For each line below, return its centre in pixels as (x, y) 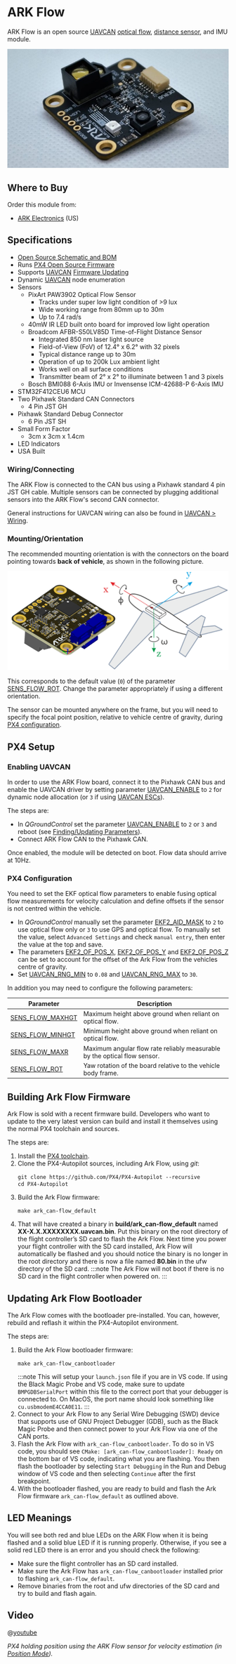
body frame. (101, 1073)
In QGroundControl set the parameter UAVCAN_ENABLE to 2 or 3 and (117, 824)
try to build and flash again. (57, 1593)
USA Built (31, 451)
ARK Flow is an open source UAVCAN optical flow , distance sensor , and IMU (118, 32)
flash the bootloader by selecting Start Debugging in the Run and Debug (122, 1466)
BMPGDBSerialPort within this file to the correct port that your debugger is (123, 1392)
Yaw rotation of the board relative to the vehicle (151, 1065)
